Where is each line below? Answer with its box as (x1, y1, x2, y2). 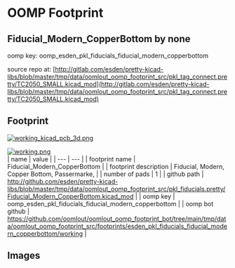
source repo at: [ (7, 65, 55, 73)
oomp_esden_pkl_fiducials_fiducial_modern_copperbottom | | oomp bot (7, 199, 214, 208)
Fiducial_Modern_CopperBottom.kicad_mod (7, 192, 134, 201)
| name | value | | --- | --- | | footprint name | (7, 154, 136, 163)
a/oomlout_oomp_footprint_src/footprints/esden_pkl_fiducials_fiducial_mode (7, 222, 228, 230)
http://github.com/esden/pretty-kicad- (7, 177, 119, 185)
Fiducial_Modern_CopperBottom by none (7, 33, 191, 45)
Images (7, 250, 41, 262)
